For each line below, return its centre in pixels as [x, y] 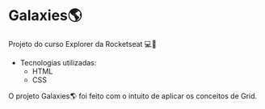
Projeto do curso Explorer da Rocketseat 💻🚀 [82, 44]
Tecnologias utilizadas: [58, 62]
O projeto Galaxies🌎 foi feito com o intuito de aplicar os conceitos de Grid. [133, 96]
